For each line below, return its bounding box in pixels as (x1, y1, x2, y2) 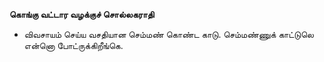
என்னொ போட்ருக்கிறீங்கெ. (23, 40, 124, 51)
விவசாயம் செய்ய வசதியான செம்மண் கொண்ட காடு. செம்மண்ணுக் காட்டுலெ (23, 29, 314, 40)
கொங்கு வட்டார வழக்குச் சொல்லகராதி (9, 9, 155, 20)
